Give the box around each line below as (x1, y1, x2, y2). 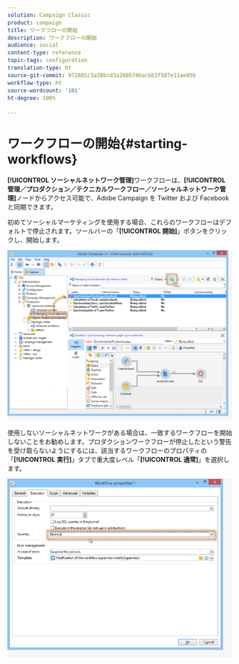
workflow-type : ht (7, 79, 62, 86)
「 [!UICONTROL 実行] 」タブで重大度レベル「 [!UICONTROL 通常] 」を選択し (7, 455, 230, 463)
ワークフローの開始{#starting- (7, 136, 188, 152)
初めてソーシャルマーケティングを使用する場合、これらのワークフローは (7, 218, 220, 226)
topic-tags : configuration (7, 57, 88, 64)
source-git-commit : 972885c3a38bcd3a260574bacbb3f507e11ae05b (7, 71, 196, 79)
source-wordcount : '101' (7, 86, 81, 94)
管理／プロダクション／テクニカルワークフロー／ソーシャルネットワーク (7, 185, 220, 193)
